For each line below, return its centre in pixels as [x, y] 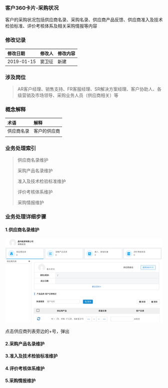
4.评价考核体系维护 [25, 368]
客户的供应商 [47, 131]
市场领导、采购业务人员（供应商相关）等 [76, 95]
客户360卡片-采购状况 [32, 7]
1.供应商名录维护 [22, 229]
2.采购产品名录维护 [25, 343]
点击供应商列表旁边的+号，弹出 [37, 331]
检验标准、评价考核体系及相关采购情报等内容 [51, 26]
